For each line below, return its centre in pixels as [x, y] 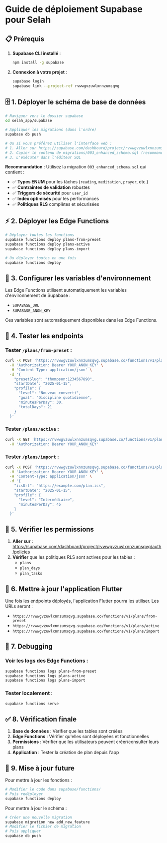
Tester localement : [29, 693]
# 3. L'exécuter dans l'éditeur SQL [43, 157]
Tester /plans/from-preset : [39, 350]
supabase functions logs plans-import [45, 681]
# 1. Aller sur [21, 148]
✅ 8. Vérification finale [41, 719]
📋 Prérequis [25, 39]
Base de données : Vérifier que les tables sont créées [67, 731]
